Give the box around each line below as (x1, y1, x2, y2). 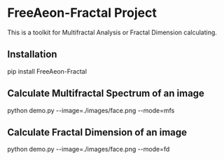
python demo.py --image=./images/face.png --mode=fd (7, 145, 170, 154)
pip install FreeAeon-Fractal (7, 67, 87, 75)
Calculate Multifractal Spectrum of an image (7, 88, 205, 100)
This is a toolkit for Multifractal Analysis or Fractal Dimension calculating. (7, 28, 217, 36)
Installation (7, 48, 57, 60)
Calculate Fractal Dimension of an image (7, 126, 188, 138)
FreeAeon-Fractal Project (7, 5, 157, 21)
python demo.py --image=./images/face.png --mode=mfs (7, 106, 175, 114)
